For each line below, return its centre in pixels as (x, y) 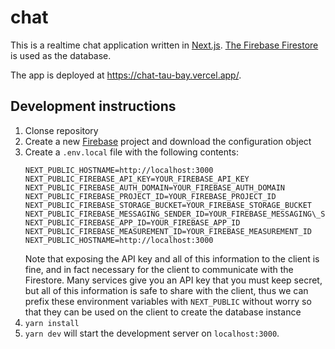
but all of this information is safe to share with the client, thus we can (166, 290)
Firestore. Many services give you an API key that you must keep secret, (173, 280)
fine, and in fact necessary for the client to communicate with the (159, 269)
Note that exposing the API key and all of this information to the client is (172, 258)
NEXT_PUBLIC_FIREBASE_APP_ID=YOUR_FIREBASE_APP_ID (132, 222)
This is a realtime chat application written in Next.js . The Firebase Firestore (164, 45)
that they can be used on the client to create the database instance (163, 312)
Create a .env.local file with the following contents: (131, 152)
